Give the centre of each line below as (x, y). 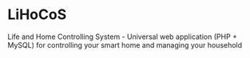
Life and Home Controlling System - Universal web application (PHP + (122, 37)
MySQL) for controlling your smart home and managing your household (125, 44)
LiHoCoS (37, 15)
